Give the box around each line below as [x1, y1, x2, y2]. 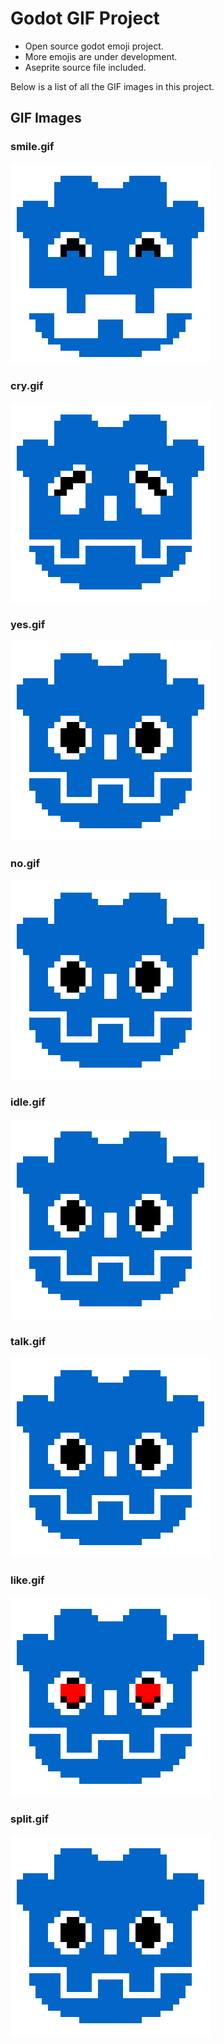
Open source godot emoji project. [24, 40, 164, 52]
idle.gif [10, 1095, 46, 1109]
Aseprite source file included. [24, 61, 147, 73]
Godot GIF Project [10, 7, 160, 30]
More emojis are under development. [24, 50, 178, 62]
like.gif [10, 1573, 45, 1587]
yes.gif [10, 617, 46, 631]
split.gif [10, 1812, 50, 1826]
